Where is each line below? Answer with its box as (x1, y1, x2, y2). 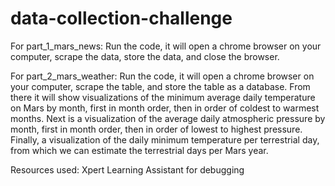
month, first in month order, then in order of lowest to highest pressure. (10, 123, 303, 135)
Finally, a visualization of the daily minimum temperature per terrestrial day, (10, 133, 320, 146)
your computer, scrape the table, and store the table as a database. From (10, 80, 311, 92)
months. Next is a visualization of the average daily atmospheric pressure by (10, 112, 326, 124)
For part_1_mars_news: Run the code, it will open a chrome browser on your (10, 40, 322, 52)
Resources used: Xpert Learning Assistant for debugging (10, 163, 245, 176)
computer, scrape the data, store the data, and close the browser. (10, 50, 280, 62)
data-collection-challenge (10, 7, 233, 30)
